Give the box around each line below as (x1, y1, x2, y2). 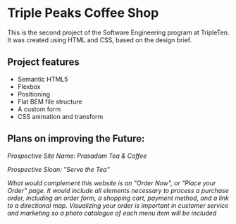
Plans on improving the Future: (7, 132, 145, 145)
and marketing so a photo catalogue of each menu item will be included (7, 209, 217, 217)
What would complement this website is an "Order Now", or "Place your (7, 178, 216, 187)
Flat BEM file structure (17, 97, 82, 106)
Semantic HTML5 (17, 75, 68, 83)
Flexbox (17, 82, 41, 91)
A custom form (17, 104, 61, 113)
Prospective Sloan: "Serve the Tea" (7, 165, 111, 173)
